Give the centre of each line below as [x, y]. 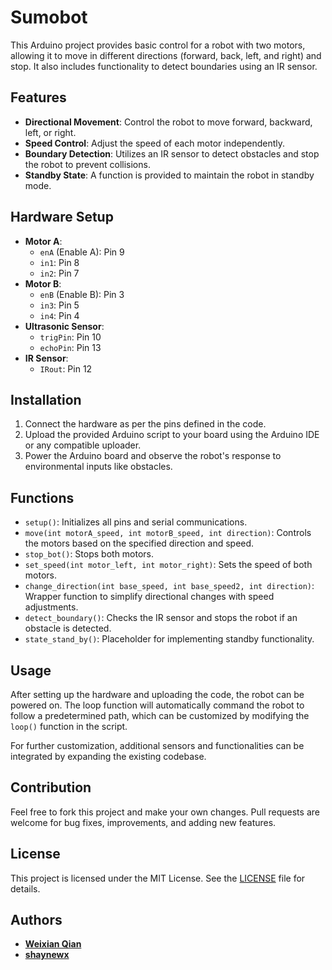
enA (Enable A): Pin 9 [82, 252]
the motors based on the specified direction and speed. [139, 543]
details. [25, 888]
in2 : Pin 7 [59, 273]
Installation [46, 399]
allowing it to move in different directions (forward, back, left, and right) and [166, 55]
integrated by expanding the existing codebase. [108, 756]
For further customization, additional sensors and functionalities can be [157, 745]
